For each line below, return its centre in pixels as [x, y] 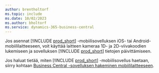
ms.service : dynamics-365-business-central [50, 27]
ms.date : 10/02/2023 [26, 18]
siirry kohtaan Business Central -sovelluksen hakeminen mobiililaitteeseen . [79, 66]
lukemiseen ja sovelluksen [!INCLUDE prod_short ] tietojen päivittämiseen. [78, 51]
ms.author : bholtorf [26, 23]
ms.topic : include [24, 14]
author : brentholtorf [27, 9]
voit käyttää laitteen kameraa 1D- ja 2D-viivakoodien [94, 46]
